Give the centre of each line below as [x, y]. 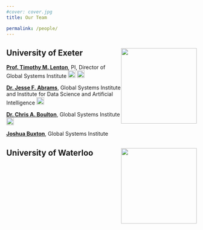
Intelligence [21, 103]
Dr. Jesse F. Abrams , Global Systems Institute [63, 88]
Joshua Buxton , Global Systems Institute [57, 134]
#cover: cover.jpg [29, 12]
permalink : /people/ [32, 28]
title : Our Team [27, 18]
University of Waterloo [50, 152]
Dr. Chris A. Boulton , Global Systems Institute [63, 115]
